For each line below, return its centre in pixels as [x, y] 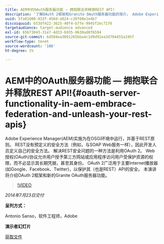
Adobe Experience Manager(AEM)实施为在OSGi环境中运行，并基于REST [78, 139]
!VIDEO [24, 185]
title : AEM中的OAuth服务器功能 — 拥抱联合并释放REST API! [60, 10]
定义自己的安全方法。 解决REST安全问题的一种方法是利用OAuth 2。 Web [82, 151]
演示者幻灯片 [18, 226]
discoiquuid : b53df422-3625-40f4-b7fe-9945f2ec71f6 [59, 23]
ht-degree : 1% [20, 50]
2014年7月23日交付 [25, 195]
